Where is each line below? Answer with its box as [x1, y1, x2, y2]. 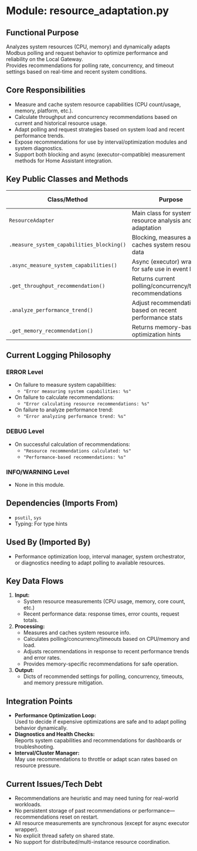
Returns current [131, 274, 175, 282]
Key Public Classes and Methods [6, 174, 129, 184]
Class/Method [47, 195, 88, 204]
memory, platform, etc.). [14, 107, 73, 114]
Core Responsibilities [6, 85, 86, 95]
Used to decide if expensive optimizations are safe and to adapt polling [14, 718, 186, 725]
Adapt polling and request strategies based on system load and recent [14, 125, 185, 133]
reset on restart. [59, 813, 98, 820]
